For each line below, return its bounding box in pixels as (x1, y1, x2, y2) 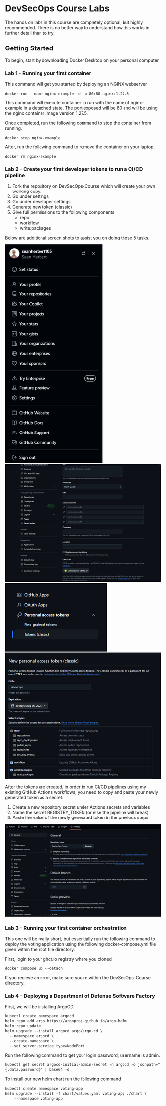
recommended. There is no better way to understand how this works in (5, 24, 150, 30)
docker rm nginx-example (5, 154, 56, 159)
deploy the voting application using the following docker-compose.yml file (5, 941, 156, 947)
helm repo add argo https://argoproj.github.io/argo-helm (5, 1019, 127, 1024)
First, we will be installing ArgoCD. (5, 1004, 75, 1010)
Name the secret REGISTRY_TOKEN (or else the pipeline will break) (12, 810, 149, 816)
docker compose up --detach (5, 966, 63, 971)
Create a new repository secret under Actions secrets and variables (12, 804, 150, 810)
